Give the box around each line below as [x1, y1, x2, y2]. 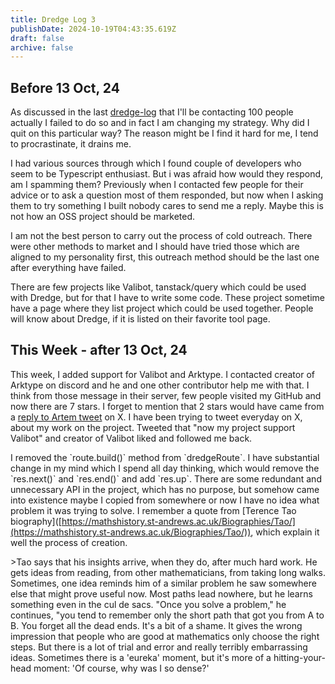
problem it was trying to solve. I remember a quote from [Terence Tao [10, 504, 297, 516]
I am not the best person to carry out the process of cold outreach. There [10, 230, 313, 242]
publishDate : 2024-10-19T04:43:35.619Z [10, 24, 177, 34]
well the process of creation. [10, 536, 128, 548]
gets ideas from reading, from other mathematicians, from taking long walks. [10, 566, 326, 578]
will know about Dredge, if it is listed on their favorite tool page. [10, 313, 271, 325]
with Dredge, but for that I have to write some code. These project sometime [10, 292, 326, 304]
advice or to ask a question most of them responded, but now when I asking [10, 189, 324, 201]
